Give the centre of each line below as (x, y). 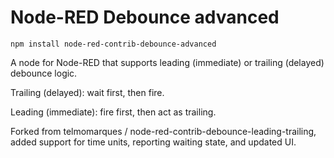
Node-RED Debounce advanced (145, 17)
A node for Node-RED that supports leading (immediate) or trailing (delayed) (167, 62)
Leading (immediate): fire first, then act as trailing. (113, 112)
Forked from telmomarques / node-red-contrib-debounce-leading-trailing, (163, 131)
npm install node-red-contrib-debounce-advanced (113, 44)
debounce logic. (44, 73)
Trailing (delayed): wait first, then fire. (87, 92)
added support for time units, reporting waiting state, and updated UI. (153, 142)
